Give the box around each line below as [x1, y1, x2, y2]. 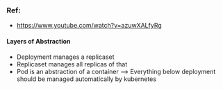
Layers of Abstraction [6, 37, 71, 45]
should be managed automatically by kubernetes [16, 75, 157, 83]
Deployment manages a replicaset [16, 53, 115, 61]
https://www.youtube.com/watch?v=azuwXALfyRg [16, 21, 163, 30]
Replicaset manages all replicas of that [16, 60, 128, 68]
